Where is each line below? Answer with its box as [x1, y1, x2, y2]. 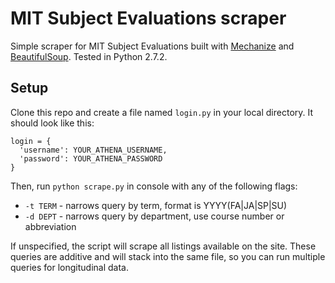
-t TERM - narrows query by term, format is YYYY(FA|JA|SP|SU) [24, 199, 288, 211]
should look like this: [10, 117, 95, 129]
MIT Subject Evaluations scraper [10, 7, 287, 30]
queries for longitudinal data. [10, 261, 129, 273]
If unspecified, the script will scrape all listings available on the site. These [10, 240, 317, 252]
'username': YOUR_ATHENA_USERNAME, [19, 145, 168, 155]
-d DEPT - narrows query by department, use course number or [24, 210, 285, 222]
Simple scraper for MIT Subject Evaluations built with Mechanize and [10, 40, 295, 52]
